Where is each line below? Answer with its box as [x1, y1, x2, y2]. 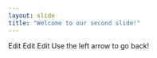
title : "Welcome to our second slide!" [8, 19, 141, 27]
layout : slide [8, 11, 56, 20]
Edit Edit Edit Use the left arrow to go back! [8, 41, 150, 50]
